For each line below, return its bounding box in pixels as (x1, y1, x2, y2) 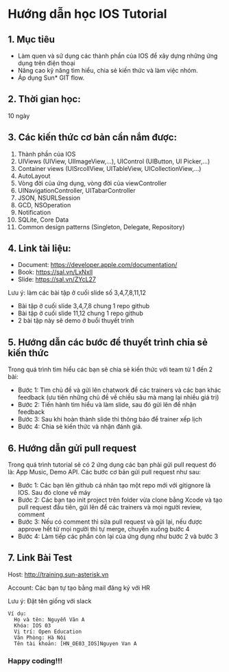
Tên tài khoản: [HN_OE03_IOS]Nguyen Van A (14, 640, 137, 647)
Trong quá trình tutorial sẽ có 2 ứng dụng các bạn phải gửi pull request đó (8, 461, 217, 469)
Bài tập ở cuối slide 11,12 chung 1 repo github (17, 309, 143, 318)
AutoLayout (17, 172, 51, 180)
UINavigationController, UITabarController (17, 186, 136, 194)
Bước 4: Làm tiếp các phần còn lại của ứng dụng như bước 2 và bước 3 (17, 532, 219, 541)
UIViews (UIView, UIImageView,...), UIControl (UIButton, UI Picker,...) (17, 157, 210, 165)
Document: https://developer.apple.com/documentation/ (17, 261, 178, 269)
